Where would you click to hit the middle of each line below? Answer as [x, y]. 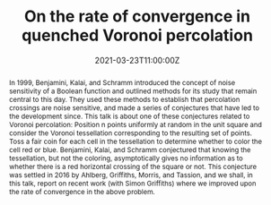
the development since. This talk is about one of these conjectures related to [129, 116]
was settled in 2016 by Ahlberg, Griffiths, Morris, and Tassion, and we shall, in [131, 175]
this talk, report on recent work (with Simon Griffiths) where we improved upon [132, 183]
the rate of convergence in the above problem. [82, 191]
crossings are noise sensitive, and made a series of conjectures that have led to [134, 108]
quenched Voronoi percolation [137, 35]
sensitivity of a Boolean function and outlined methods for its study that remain [133, 91]
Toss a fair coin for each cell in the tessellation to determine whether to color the [135, 141]
